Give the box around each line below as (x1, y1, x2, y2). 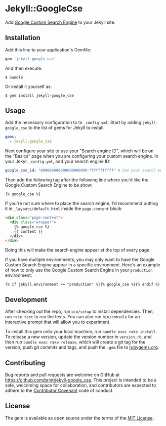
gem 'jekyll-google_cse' (5, 56, 56, 61)
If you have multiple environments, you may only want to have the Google (5, 256, 155, 262)
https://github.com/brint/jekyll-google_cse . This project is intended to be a (5, 377, 157, 383)
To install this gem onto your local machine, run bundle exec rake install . (5, 329, 157, 335)
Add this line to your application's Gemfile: (5, 46, 91, 52)
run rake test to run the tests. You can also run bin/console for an (5, 314, 140, 320)
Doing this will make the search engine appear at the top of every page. (5, 247, 151, 253)
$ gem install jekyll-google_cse (5, 93, 74, 98)
